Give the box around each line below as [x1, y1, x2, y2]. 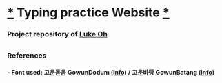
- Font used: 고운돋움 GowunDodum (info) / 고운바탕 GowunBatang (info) [7, 69, 215, 77]
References [7, 50, 47, 60]
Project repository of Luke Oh [7, 29, 108, 39]
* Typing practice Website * [7, 5, 170, 21]
